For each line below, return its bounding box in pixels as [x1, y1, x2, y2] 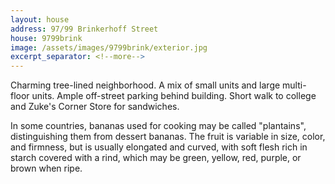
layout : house [10, 14, 70, 25]
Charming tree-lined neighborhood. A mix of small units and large [10, 79, 281, 91]
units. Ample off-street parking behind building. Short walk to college [31, 90, 317, 102]
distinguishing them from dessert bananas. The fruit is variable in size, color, [10, 131, 326, 143]
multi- [282, 79, 307, 91]
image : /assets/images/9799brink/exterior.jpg [10, 42, 208, 53]
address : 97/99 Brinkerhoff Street [10, 24, 159, 34]
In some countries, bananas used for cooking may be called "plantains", [10, 120, 307, 132]
